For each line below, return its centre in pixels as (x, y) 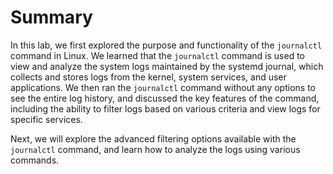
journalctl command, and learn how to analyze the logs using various (155, 149)
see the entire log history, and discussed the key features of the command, (165, 98)
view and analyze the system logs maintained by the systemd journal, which (167, 66)
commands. (35, 160)
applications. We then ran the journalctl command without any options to (163, 87)
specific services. (46, 119)
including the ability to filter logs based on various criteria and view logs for (165, 108)
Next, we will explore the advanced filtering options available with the (153, 138)
